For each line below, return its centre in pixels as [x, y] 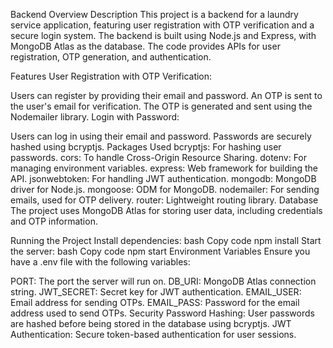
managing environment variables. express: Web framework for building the [164, 168]
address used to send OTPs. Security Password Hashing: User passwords [162, 313]
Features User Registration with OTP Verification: [111, 76]
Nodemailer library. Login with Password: [95, 117]
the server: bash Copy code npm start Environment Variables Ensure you [160, 251]
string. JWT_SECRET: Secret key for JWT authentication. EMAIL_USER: [156, 292]
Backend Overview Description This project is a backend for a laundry [154, 14]
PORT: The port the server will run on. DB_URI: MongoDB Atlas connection [163, 281]
